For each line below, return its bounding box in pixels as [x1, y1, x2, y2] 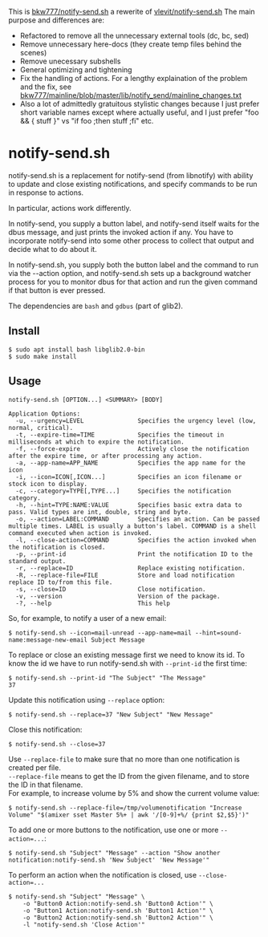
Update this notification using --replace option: [8, 695, 165, 704]
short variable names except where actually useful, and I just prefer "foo [19, 107, 259, 117]
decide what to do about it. [8, 244, 98, 254]
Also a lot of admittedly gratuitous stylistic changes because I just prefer [19, 99, 260, 108]
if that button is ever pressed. [8, 285, 106, 295]
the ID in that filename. [8, 780, 83, 789]
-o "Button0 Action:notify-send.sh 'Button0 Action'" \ [22, 899, 214, 907]
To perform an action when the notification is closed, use [8, 870, 197, 879]
